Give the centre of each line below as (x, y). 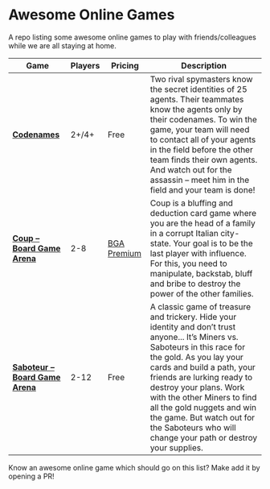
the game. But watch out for (202, 417)
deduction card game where (203, 213)
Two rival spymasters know (201, 79)
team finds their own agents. (204, 160)
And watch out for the (191, 169)
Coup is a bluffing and (191, 203)
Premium (125, 253)
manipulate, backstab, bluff (201, 273)
